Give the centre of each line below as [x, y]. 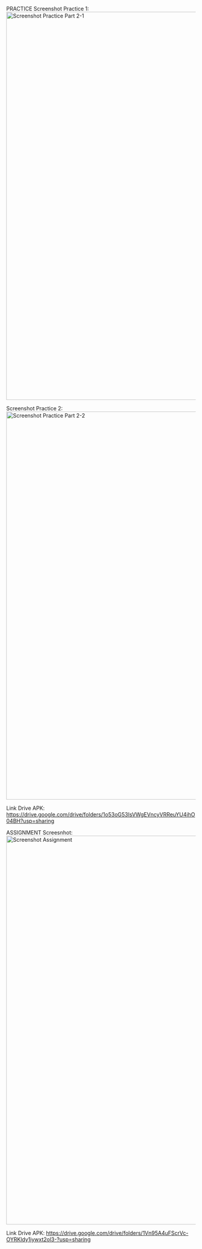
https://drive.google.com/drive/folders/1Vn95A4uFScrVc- [117, 1233]
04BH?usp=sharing [30, 821]
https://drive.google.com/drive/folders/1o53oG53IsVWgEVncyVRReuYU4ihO [101, 814]
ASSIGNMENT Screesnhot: [40, 832]
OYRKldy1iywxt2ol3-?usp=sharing [49, 1239]
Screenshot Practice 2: [35, 408]
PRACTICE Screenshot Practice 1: [47, 9]
